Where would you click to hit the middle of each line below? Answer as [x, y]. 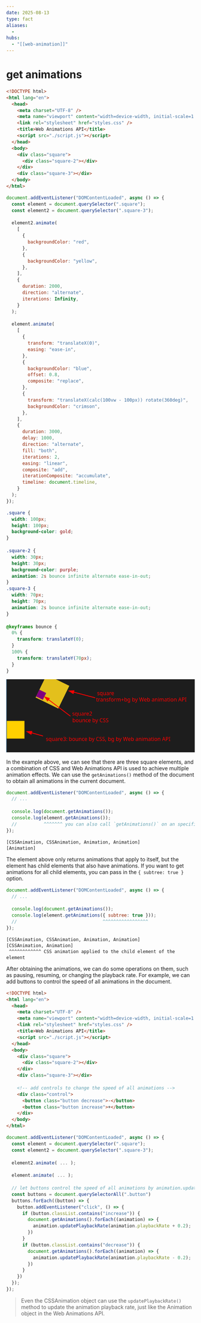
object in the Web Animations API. [63, 1313]
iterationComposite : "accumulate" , [66, 476]
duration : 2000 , [42, 287]
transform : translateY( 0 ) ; [51, 639]
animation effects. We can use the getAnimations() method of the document [100, 774]
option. [15, 878]
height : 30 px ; [29, 563]
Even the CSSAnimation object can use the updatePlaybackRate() [101, 1300]
